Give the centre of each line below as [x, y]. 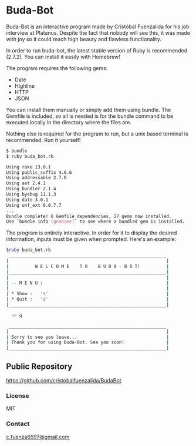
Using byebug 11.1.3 [31, 194]
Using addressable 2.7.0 [36, 178]
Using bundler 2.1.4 [31, 189]
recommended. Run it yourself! [43, 140]
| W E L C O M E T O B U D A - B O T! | [87, 266]
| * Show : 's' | [87, 294]
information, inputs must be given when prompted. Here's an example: [91, 239]
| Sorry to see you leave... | [87, 337]
